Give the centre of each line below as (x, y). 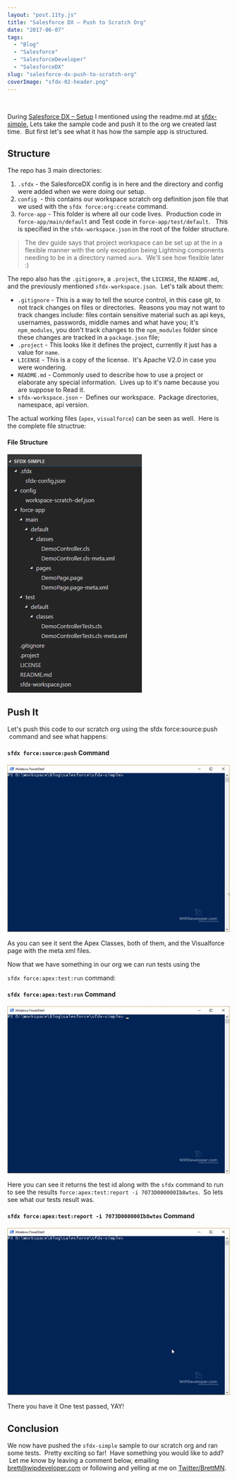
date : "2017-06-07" (36, 30)
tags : (15, 37)
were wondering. (42, 367)
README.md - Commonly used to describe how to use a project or (110, 375)
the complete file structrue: (47, 426)
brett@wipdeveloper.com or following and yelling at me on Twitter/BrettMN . (117, 1468)
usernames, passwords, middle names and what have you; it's (108, 323)
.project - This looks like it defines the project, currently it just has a (117, 345)
